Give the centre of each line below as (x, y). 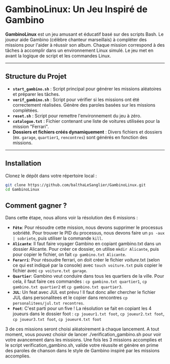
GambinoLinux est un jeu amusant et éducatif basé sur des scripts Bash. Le (84, 34)
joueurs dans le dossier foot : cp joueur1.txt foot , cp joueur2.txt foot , (89, 314)
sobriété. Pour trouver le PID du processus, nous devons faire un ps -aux (89, 233)
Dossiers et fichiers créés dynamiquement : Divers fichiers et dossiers (87, 132)
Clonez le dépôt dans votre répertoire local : (51, 176)
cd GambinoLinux (22, 190)
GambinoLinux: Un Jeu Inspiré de (76, 9)
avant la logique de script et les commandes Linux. (58, 56)
